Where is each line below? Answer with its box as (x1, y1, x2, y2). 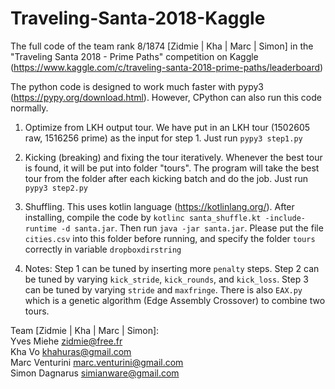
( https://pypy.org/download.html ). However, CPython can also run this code (10, 91, 322, 103)
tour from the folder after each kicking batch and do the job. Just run (24, 172, 309, 184)
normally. (10, 102, 49, 114)
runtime (24, 223, 57, 234)
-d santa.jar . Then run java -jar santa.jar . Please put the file (61, 222, 324, 234)
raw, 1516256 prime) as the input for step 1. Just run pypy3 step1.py (24, 132, 303, 144)
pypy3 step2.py (24, 183, 89, 193)
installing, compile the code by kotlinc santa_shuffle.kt (24, 211, 262, 223)
